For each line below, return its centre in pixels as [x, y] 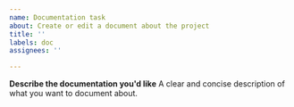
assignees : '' [36, 51]
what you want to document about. [74, 94]
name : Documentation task [57, 17]
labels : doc [31, 42]
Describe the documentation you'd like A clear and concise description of [147, 84]
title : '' [28, 34]
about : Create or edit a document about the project [109, 26]
